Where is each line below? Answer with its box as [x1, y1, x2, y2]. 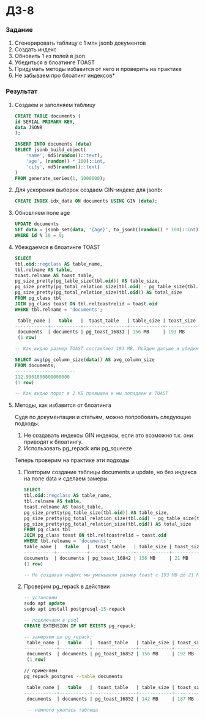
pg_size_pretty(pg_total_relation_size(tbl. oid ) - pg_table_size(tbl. [14, 284, 199, 290]
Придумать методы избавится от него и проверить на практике [14, 65, 182, 73]
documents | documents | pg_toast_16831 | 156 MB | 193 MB [17, 329, 185, 335]
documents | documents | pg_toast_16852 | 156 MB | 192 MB [26, 651, 194, 657]
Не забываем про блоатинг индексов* [14, 72, 116, 80]
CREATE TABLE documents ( [14, 113, 81, 119]
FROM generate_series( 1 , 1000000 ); [14, 175, 106, 181]
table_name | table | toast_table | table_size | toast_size [17, 318, 196, 324]
